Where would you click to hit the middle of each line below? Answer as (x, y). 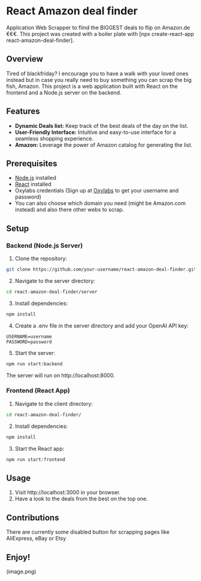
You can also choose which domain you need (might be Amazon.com (100, 203)
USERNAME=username (29, 337)
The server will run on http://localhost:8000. (61, 375)
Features (23, 111)
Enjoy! (18, 557)
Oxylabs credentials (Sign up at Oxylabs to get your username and (97, 191)
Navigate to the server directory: (55, 281)
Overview (25, 59)
